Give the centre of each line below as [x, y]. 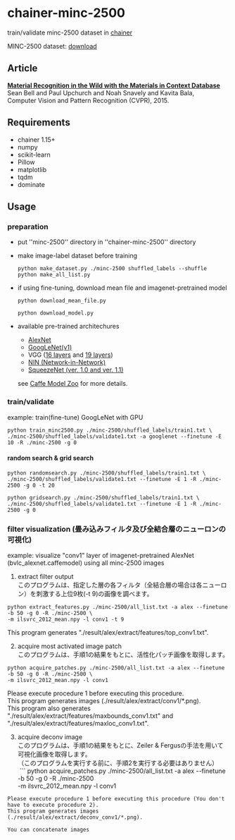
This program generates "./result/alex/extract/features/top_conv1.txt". [108, 633]
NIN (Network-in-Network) [67, 363]
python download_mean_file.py [62, 301]
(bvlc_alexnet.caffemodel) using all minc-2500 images [86, 563]
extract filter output [45, 577]
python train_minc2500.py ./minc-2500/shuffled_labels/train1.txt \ [110, 430]
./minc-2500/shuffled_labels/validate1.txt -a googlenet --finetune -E [114, 436]
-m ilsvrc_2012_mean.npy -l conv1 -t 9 [66, 620]
